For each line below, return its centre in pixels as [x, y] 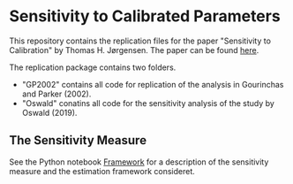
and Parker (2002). [56, 94]
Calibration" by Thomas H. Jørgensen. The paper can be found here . [134, 50]
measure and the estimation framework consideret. [102, 171]
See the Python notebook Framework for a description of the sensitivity [139, 162]
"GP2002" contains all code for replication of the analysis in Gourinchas [153, 84]
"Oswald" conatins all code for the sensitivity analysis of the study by [148, 103]
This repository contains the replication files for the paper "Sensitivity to [140, 41]
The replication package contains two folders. [93, 67]
